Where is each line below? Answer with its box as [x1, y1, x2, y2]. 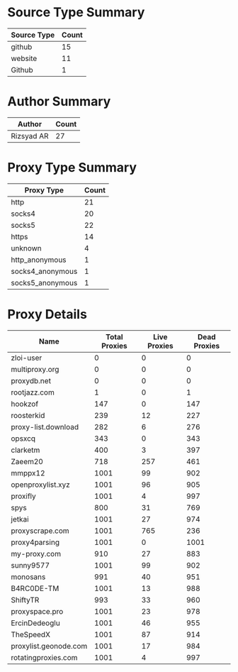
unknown [11, 243, 42, 253]
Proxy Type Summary [7, 160, 137, 176]
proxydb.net [11, 375, 52, 385]
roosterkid [11, 410, 45, 420]
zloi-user [11, 353, 42, 363]
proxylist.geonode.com [11, 641, 88, 651]
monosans [11, 572, 46, 582]
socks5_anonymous [11, 277, 78, 287]
